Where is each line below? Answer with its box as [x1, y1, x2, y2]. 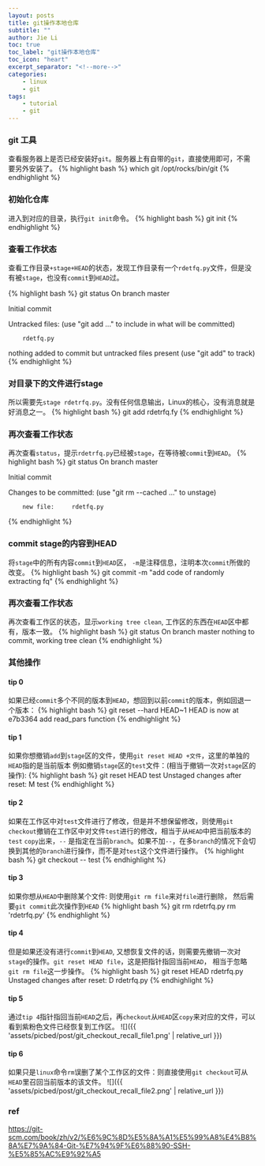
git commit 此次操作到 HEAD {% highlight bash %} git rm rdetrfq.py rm [15, 901, 237, 911]
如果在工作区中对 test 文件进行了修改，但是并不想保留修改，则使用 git [8, 816, 234, 826]
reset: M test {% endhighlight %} [8, 780, 115, 789]
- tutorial [22, 100, 58, 107]
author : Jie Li [8, 33, 58, 42]
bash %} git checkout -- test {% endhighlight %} [8, 855, 166, 864]
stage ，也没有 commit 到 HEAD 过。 [22, 273, 124, 282]
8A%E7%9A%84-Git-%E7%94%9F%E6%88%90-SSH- [8, 1141, 191, 1150]
